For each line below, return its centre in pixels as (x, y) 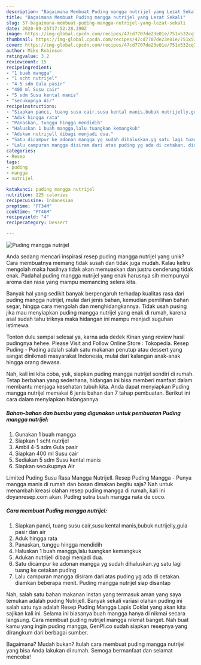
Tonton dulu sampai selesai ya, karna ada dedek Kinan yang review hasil (95, 337)
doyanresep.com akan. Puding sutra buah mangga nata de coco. (86, 496)
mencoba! (19, 657)
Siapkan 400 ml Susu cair (47, 453)
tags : (13, 162)
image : (14, 34)
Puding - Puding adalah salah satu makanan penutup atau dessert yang (94, 350)
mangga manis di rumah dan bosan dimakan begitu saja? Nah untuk (90, 484)
